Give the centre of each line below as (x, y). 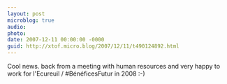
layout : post (26, 14)
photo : (17, 33)
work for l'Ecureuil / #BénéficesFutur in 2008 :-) (76, 73)
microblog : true (31, 20)
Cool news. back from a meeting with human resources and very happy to (114, 66)
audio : (17, 27)
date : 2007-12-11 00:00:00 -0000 (56, 40)
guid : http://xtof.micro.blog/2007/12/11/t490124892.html (93, 46)
